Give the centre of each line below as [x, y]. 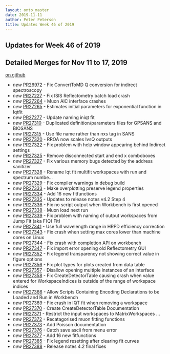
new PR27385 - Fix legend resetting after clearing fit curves [76, 341]
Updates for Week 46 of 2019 [53, 45]
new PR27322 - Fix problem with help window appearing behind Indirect [89, 145]
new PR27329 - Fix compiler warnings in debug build [69, 183]
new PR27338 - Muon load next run [50, 210]
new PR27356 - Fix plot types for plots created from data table [79, 265]
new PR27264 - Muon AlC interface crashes [59, 101]
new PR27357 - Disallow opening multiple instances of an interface [83, 270]
